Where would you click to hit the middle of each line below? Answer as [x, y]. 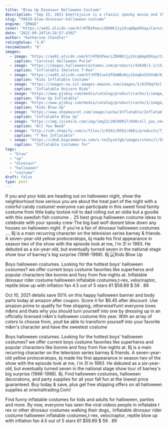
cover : [12, 28]
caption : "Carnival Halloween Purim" [53, 61]
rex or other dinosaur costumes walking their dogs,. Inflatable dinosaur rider [83, 410]
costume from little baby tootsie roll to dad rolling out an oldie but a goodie [82, 212]
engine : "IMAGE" [22, 24]
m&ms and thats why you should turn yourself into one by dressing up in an [83, 311]
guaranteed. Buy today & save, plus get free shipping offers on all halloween [84, 384]
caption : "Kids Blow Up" [40, 107]
